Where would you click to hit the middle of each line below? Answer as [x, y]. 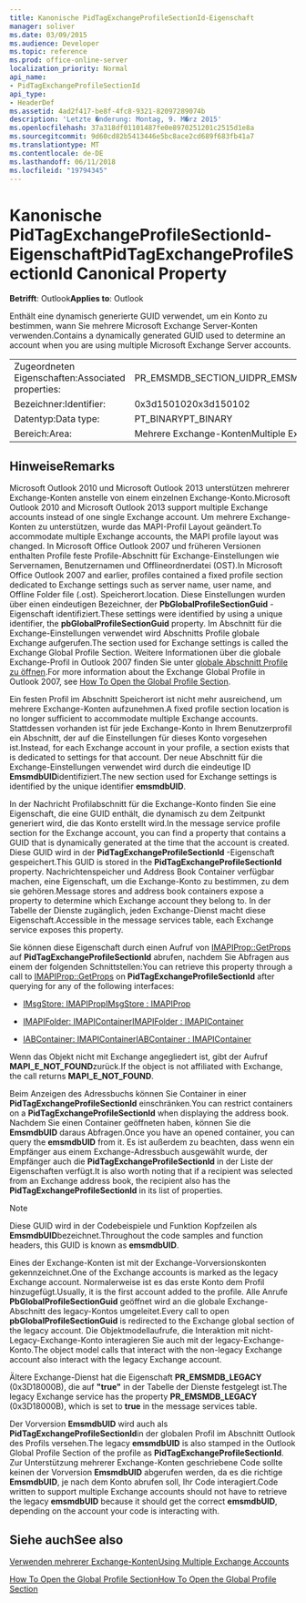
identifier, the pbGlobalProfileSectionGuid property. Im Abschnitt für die [146, 624]
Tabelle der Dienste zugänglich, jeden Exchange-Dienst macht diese [138, 911]
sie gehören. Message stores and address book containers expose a [137, 891]
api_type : [28, 94]
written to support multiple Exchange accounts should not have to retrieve [148, 1492]
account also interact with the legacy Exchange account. [116, 1360]
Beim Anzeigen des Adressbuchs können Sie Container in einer [128, 1094]
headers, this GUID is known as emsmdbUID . [94, 1245]
